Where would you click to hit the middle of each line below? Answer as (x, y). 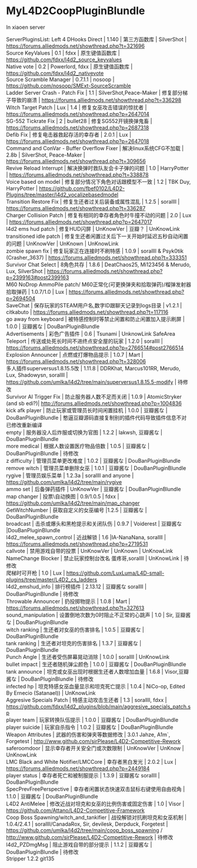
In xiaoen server (26, 27)
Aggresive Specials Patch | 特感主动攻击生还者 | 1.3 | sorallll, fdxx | (86, 700)
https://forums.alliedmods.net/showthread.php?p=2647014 (78, 114)
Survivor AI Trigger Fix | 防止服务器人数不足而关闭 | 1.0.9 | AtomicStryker (94, 396)
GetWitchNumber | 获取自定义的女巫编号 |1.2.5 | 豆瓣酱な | (76, 510)
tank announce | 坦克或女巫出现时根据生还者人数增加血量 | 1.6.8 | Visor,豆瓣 (98, 671)
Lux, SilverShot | (26, 271)
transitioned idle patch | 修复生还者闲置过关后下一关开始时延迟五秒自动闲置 (97, 236)
